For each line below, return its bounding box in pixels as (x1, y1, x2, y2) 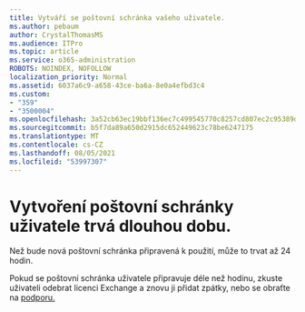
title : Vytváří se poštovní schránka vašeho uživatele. (9, 13, 225, 23)
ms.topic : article (9, 47, 79, 56)
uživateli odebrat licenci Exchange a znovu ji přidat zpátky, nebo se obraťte (9, 283, 290, 294)
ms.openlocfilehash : (9, 115, 88, 124)
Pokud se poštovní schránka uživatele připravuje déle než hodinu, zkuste (9, 273, 283, 284)
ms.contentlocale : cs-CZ (9, 140, 103, 149)
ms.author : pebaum (9, 22, 79, 31)
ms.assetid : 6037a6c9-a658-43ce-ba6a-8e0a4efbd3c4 (9, 81, 205, 90)
